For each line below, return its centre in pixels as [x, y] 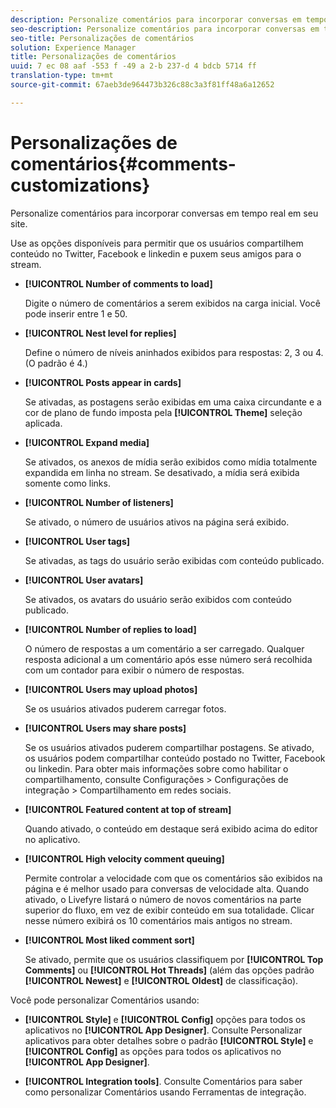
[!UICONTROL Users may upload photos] [111, 689]
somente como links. [67, 483]
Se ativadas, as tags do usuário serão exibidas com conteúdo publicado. [174, 560]
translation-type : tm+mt [62, 76]
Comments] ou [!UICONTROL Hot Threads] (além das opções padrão [169, 970]
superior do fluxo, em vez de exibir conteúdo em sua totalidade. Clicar [169, 910]
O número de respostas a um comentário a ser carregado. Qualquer [164, 648]
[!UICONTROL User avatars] [84, 580]
